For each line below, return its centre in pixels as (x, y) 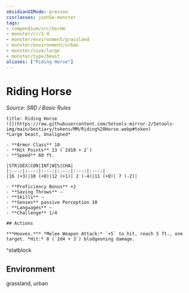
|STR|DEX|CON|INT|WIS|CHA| (40, 166)
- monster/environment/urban (42, 45)
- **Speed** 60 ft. (31, 155)
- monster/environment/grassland (48, 39)
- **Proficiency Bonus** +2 (41, 187)
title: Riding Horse (32, 119)
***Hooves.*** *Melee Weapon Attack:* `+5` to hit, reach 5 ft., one (95, 234)
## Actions (20, 224)
